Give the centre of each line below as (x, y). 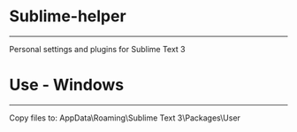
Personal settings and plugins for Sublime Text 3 (97, 49)
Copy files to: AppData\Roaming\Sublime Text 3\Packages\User (125, 118)
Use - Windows (67, 85)
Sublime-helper (68, 16)
